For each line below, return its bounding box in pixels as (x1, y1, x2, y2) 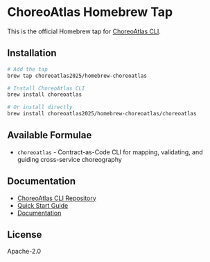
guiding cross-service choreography (17, 155, 123, 163)
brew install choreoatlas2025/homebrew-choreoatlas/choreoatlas (7, 110, 197, 117)
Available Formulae (7, 129, 92, 141)
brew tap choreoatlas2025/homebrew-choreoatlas (7, 72, 148, 79)
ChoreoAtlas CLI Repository (17, 194, 97, 202)
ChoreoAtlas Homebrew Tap (7, 4, 173, 20)
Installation (7, 47, 57, 59)
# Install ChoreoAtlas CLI (7, 85, 85, 92)
